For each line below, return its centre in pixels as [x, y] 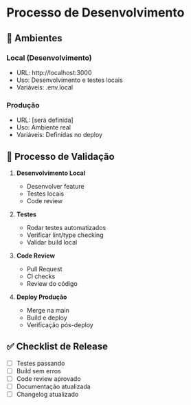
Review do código [52, 283]
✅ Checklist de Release [57, 347]
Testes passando [41, 363]
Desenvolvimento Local [51, 173]
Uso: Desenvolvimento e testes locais [69, 80]
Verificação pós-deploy [60, 324]
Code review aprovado [48, 378]
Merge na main [48, 310]
